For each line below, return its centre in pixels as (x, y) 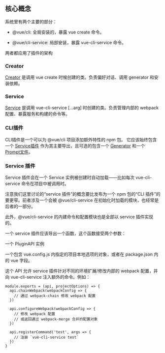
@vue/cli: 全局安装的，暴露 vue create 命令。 (58, 32)
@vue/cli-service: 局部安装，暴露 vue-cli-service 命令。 (69, 42)
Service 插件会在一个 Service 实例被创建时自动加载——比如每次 (70, 177)
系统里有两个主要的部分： (31, 22)
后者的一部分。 (20, 206)
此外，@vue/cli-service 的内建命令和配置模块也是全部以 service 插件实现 (79, 217)
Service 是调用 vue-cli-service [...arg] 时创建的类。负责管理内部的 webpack (82, 108)
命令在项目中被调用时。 (45, 184)
